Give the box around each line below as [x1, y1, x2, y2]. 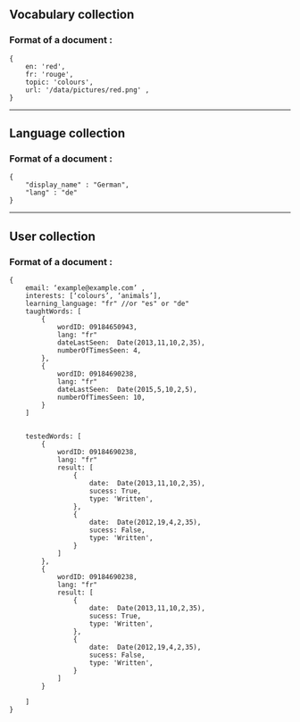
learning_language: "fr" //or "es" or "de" [25, 299, 190, 309]
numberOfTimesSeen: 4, [56, 346, 142, 355]
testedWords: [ [25, 432, 82, 441]
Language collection [9, 126, 126, 141]
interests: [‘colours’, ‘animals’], [25, 292, 162, 301]
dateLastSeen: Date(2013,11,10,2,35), [56, 338, 205, 347]
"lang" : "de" [25, 188, 78, 197]
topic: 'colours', [25, 78, 94, 87]
